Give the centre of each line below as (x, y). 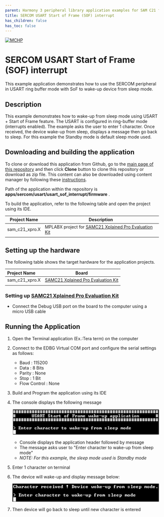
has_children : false (26, 21)
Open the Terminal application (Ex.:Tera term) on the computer (75, 338)
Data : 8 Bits (31, 368)
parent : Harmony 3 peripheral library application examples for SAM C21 (81, 10)
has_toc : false (20, 26)
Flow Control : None (40, 383)
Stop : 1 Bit (30, 378)
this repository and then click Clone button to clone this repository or (74, 169)
